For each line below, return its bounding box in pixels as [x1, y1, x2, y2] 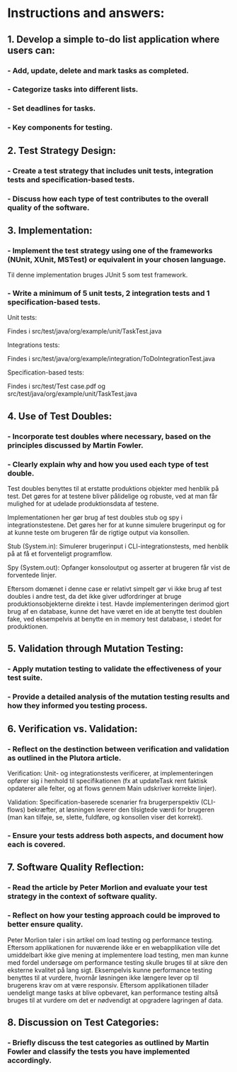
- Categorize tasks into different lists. [7, 84, 139, 94]
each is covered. [7, 839, 66, 849]
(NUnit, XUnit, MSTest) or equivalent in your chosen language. [7, 254, 226, 264]
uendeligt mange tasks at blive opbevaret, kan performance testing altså [7, 988, 219, 997]
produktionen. [7, 622, 48, 631]
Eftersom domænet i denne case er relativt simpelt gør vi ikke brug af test [7, 585, 222, 593]
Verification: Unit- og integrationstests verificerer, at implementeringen [7, 769, 214, 778]
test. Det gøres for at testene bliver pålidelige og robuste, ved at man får [7, 492, 218, 501]
